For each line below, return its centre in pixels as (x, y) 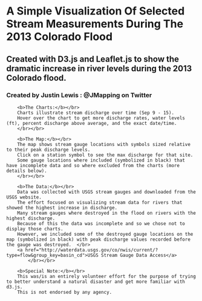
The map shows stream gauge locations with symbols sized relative (104, 144)
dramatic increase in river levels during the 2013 (99, 68)
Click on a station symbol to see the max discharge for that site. (105, 155)
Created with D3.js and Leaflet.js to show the (93, 59)
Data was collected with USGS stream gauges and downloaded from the (107, 192)
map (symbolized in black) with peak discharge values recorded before (98, 239)
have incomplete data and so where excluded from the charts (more (93, 165)
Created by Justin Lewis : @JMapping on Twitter (79, 95)
